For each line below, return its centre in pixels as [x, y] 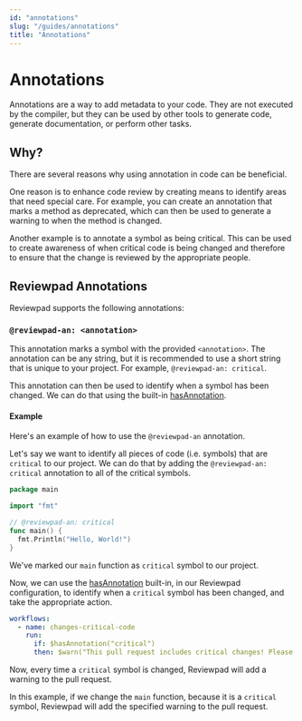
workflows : [30, 619]
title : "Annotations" [50, 34]
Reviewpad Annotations [78, 286]
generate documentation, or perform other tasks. [101, 124]
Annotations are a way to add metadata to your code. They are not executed [151, 104]
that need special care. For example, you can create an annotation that [141, 201]
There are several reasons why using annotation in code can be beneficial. [148, 174]
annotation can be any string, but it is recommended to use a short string [145, 358]
